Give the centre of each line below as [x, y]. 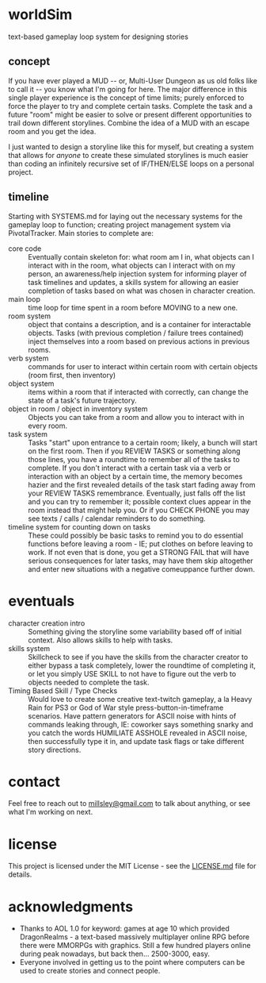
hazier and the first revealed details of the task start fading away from [142, 484]
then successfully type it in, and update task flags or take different [136, 741]
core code [25, 249]
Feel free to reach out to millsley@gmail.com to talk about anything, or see [129, 804]
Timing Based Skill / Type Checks [63, 690]
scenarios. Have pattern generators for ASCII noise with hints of [132, 715]
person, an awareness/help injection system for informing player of [137, 274]
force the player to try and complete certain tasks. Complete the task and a [131, 106]
